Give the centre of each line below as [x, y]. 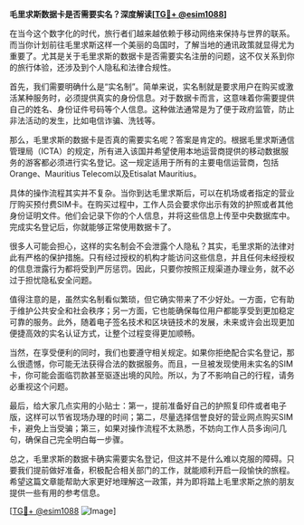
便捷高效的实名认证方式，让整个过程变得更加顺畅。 [104, 333]
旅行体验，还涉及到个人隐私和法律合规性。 [96, 67]
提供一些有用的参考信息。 [57, 493]
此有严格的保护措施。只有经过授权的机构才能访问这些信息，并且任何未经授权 [152, 258]
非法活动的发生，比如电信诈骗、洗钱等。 [85, 120]
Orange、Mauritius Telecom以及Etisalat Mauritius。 [105, 174]
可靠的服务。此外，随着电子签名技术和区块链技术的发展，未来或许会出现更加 [152, 322]
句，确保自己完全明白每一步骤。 [69, 439]
